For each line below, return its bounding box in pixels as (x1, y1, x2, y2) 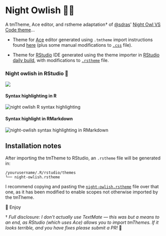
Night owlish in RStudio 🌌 (5, 70, 69, 77)
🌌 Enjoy (5, 204, 21, 210)
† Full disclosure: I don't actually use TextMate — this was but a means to (5, 214, 160, 220)
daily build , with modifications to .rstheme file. (12, 57, 109, 63)
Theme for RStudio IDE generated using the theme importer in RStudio (12, 52, 160, 58)
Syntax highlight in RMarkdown (5, 116, 73, 122)
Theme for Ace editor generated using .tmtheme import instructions (12, 37, 153, 43)
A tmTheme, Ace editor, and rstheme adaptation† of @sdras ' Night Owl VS (5, 21, 161, 27)
